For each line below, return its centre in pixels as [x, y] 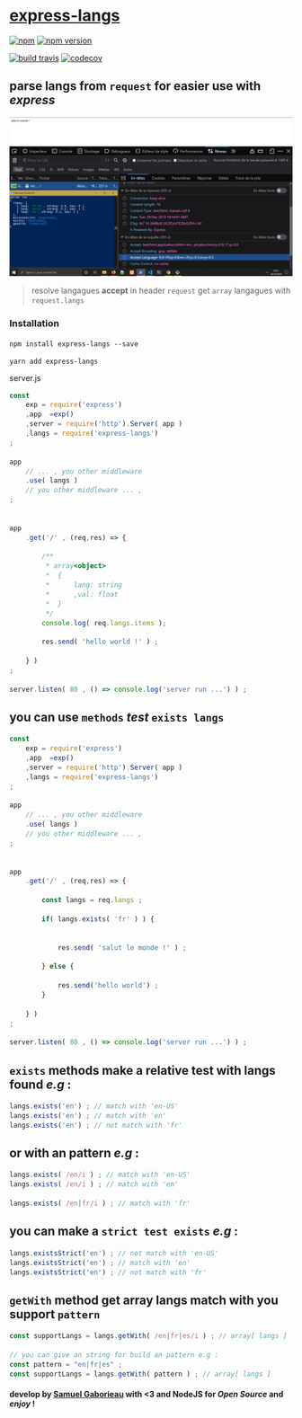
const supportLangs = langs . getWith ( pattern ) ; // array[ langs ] [140, 1374]
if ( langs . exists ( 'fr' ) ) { [98, 919]
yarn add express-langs [54, 361]
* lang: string [84, 585]
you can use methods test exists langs [117, 717]
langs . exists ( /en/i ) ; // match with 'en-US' [100, 1175]
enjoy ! [22, 1404]
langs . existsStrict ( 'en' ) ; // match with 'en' [100, 1263]
